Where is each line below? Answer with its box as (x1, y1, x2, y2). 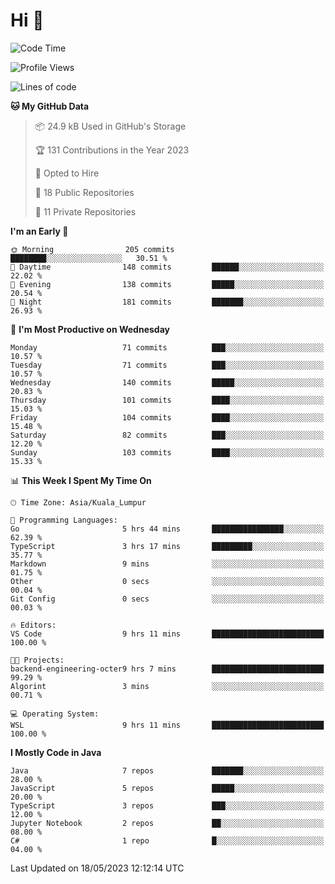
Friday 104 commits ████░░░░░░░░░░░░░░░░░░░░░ (10, 412, 325, 423)
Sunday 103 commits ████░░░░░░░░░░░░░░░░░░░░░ (10, 447, 325, 458)
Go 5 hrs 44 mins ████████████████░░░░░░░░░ (10, 524, 325, 534)
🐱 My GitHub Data (10, 100, 90, 112)
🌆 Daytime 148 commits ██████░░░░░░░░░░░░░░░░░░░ (10, 262, 325, 272)
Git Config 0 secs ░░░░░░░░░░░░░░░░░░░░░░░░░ (10, 594, 325, 604)
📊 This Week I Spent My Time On (10, 474, 152, 486)
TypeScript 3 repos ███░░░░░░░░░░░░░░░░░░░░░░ (10, 800, 325, 811)
